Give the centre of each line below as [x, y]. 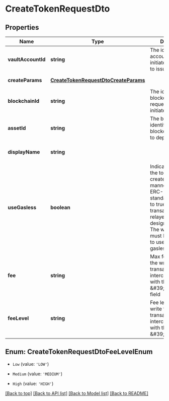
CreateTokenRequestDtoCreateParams [98, 80]
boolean [60, 207]
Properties [22, 27]
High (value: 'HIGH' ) [33, 383]
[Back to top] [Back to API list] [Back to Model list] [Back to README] [77, 393]
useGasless [22, 207]
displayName [24, 152]
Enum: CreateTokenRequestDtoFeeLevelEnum [79, 352]
